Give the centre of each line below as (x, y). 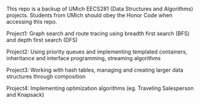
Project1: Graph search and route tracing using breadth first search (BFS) (98, 33)
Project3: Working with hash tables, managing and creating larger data (95, 70)
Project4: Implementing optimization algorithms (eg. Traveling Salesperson (100, 88)
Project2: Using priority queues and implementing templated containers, (97, 52)
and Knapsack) (25, 95)
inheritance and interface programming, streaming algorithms (84, 58)
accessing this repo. (32, 22)
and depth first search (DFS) (42, 40)
